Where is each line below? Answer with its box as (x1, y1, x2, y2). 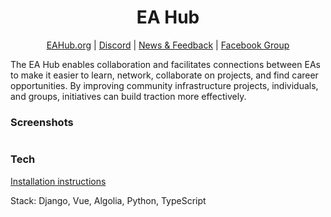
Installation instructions (10, 175, 107, 187)
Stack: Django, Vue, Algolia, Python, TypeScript (10, 194, 207, 206)
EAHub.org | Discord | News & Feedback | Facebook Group (46, 39, 290, 51)
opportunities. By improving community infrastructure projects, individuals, (10, 79, 319, 91)
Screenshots (10, 115, 74, 129)
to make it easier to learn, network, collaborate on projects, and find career (10, 69, 319, 81)
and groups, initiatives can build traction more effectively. (10, 90, 247, 102)
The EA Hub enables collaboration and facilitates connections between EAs (10, 58, 321, 70)
